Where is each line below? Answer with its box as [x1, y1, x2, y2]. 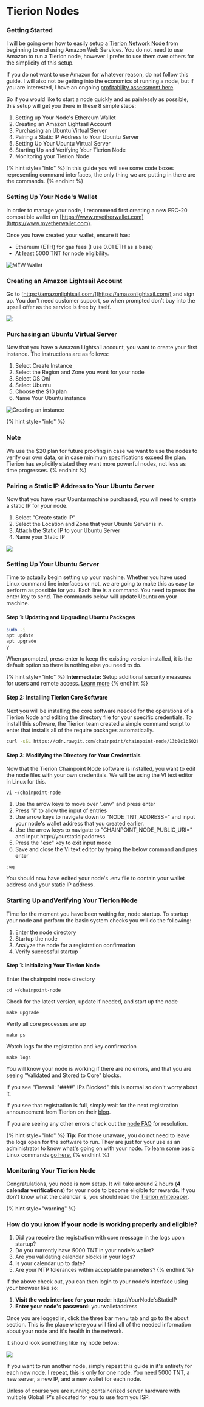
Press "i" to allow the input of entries [15, 807, 107, 814]
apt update [6, 633, 34, 639]
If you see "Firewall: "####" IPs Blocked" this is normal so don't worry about [6, 1083, 198, 1090]
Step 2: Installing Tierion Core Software [6, 693, 108, 701]
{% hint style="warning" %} [6, 1205, 76, 1212]
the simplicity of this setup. [6, 59, 74, 66]
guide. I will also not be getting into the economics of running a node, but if [6, 77, 194, 85]
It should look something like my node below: [6, 1339, 120, 1347]
